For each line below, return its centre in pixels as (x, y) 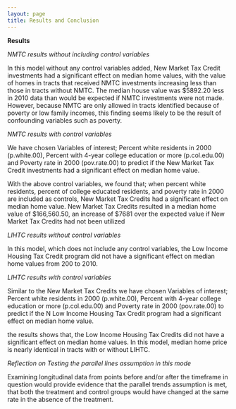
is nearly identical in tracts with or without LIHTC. (79, 349)
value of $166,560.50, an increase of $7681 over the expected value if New (116, 214)
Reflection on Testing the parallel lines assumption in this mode (99, 363)
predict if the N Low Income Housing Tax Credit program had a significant (114, 313)
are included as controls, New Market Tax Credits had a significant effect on (118, 199)
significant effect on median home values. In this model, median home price (117, 342)
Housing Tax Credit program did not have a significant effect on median (111, 256)
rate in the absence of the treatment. (61, 399)
